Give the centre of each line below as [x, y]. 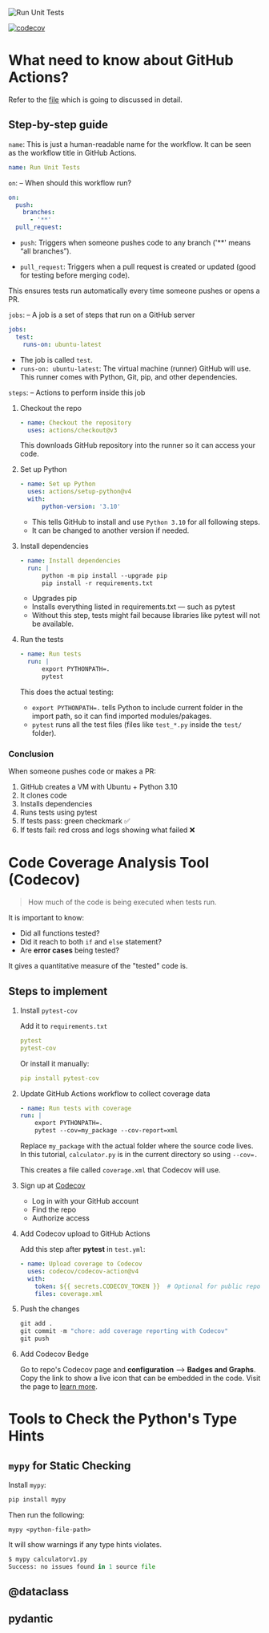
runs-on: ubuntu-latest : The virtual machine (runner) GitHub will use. [135, 368]
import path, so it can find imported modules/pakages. [122, 716]
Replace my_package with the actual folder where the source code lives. [137, 1146]
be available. [53, 624]
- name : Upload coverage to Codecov [81, 1264]
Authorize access [61, 1218]
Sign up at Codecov [52, 1186]
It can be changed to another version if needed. [110, 530]
